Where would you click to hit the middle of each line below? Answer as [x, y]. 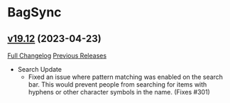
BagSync [34, 12]
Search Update [40, 69]
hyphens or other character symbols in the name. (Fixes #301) [119, 92]
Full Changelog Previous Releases [57, 55]
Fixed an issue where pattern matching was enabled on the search [126, 77]
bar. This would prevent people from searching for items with [117, 85]
